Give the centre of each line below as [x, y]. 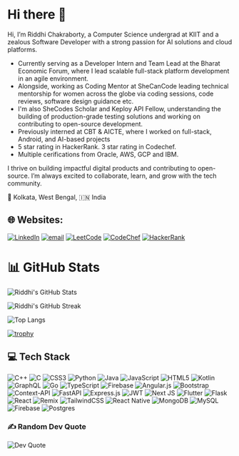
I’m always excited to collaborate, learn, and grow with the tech [124, 176]
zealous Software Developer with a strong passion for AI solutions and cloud [120, 41]
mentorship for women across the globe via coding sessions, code [116, 93]
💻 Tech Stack [39, 357]
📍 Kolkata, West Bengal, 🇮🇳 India [57, 197]
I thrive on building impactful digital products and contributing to [102, 168]
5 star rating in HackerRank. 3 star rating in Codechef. [97, 146]
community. [25, 183]
